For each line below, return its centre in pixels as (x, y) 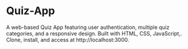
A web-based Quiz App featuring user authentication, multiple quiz (88, 27)
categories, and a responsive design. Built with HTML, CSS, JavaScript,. (94, 33)
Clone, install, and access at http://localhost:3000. (68, 40)
